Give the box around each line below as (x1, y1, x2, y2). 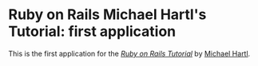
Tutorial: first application (8, 22, 177, 41)
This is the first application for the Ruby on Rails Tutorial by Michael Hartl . (8, 49, 251, 58)
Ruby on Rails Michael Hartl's (8, 6, 207, 24)
